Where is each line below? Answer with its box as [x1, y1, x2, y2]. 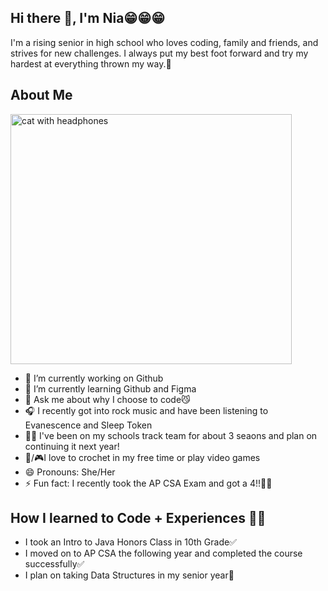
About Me [10, 87, 73, 104]
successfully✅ [24, 558, 85, 570]
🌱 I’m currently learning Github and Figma [24, 382, 197, 395]
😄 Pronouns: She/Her [24, 466, 116, 478]
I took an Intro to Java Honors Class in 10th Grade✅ [24, 536, 237, 548]
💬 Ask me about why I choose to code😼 [24, 393, 191, 405]
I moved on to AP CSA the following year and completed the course [24, 547, 303, 560]
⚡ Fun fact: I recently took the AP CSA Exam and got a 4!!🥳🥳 [24, 477, 273, 489]
